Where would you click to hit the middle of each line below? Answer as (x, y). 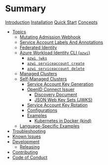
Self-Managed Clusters (43, 79)
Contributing (25, 152)
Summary (25, 9)
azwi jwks (37, 58)
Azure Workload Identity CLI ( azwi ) (55, 53)
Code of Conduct (30, 157)
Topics (19, 32)
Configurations (42, 110)
